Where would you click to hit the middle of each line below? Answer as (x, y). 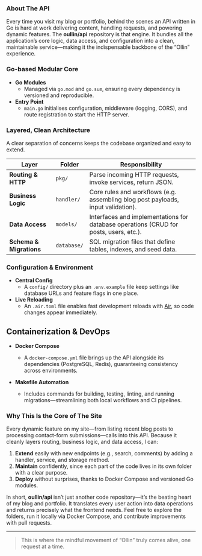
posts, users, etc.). (115, 232)
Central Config (34, 280)
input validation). (113, 207)
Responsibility (141, 164)
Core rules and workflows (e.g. (133, 192)
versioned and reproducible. (59, 95)
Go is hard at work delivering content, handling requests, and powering (94, 28)
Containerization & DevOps (58, 331)
